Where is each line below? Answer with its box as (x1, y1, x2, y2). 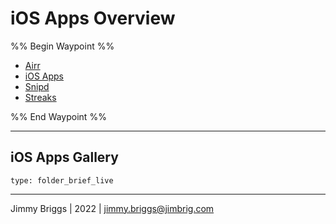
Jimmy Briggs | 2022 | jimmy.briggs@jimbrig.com (10, 202, 215, 214)
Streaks (24, 91, 57, 103)
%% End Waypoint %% (10, 110, 107, 122)
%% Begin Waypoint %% (10, 40, 115, 52)
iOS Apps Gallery (10, 149, 119, 166)
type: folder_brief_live (10, 175, 114, 186)
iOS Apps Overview (10, 7, 176, 30)
